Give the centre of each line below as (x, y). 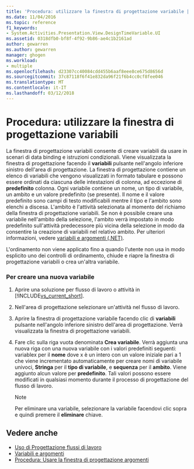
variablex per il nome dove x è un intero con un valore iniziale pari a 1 (98, 354)
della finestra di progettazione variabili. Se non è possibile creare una (89, 213)
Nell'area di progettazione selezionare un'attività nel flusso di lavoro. (97, 307)
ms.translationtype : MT (35, 83)
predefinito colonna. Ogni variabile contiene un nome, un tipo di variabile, (95, 188)
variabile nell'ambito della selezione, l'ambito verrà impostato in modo (90, 219)
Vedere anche (32, 433)
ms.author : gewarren (31, 50)
